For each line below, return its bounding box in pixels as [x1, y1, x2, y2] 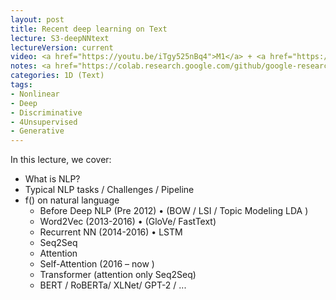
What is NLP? [24, 173, 81, 185]
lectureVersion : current [10, 42, 114, 53]
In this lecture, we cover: [10, 154, 112, 166]
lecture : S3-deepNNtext [10, 33, 110, 43]
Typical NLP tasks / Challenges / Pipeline [24, 184, 195, 196]
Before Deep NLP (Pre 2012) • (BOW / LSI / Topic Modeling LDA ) [39, 205, 309, 217]
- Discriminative [10, 107, 83, 118]
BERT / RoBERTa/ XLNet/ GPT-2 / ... [39, 279, 187, 291]
